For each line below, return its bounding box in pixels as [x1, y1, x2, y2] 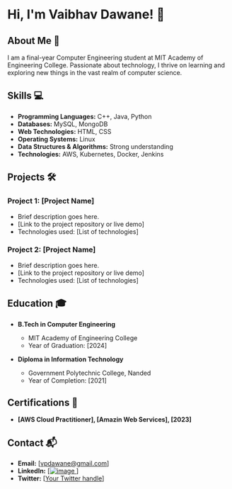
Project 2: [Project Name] [7, 244, 96, 254]
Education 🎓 [7, 298, 67, 310]
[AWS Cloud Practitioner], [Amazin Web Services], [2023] [17, 415, 192, 424]
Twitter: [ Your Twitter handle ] [17, 474, 105, 483]
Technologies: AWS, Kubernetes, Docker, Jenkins [17, 150, 164, 158]
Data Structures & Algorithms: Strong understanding [17, 142, 173, 151]
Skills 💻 [7, 90, 44, 102]
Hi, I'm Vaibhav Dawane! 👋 [7, 6, 165, 23]
